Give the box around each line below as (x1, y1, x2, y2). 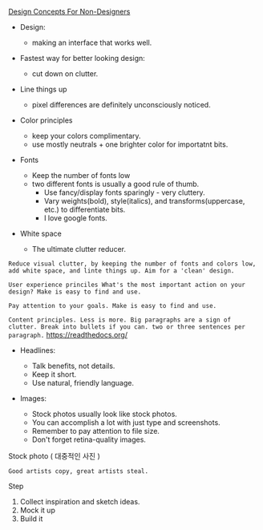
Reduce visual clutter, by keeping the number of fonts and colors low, (8, 260, 257, 268)
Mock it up (19, 505, 56, 515)
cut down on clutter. (31, 69, 99, 79)
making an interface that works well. (31, 38, 152, 47)
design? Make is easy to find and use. (8, 288, 142, 296)
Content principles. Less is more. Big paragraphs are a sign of (8, 316, 231, 324)
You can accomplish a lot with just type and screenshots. (31, 418, 221, 427)
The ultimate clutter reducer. (31, 245, 127, 253)
